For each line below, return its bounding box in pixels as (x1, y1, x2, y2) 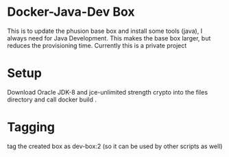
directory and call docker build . (7, 95, 97, 104)
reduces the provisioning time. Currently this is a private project (7, 41, 187, 49)
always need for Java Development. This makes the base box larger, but (7, 34, 211, 42)
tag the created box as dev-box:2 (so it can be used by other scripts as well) (7, 142, 223, 150)
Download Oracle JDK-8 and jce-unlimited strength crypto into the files (7, 88, 208, 96)
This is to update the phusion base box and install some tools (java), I (7, 27, 203, 35)
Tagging (7, 119, 55, 135)
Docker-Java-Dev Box (7, 4, 135, 20)
